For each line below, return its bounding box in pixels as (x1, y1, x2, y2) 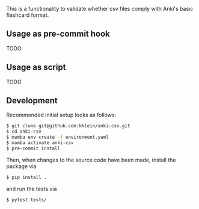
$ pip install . (6, 174, 47, 180)
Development (6, 95, 58, 106)
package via (6, 162, 37, 170)
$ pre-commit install (6, 145, 61, 151)
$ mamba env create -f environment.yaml (6, 135, 109, 141)
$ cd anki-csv (6, 129, 42, 135)
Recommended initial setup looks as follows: (6, 111, 117, 119)
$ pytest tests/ (6, 196, 47, 203)
